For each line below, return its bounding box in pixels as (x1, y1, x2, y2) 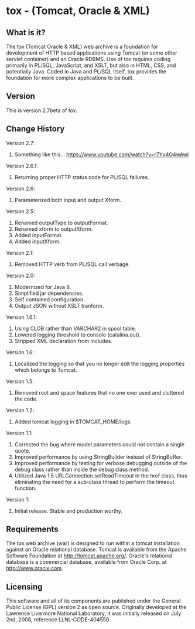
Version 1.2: (6, 406, 35, 413)
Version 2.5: (6, 207, 35, 215)
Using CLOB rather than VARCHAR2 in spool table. (14, 325, 136, 332)
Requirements (6, 524, 59, 534)
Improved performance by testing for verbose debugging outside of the (14, 459, 187, 466)
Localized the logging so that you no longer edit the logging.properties (14, 360, 185, 367)
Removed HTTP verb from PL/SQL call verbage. (14, 260, 131, 268)
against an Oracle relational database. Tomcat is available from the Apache (6, 546, 187, 553)
